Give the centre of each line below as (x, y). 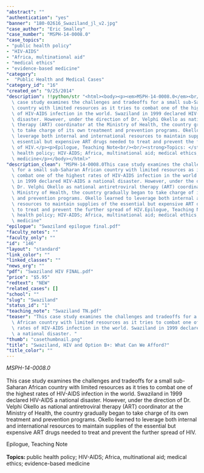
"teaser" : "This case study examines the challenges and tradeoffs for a (102, 317)
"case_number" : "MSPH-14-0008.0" (49, 35)
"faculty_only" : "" (31, 237)
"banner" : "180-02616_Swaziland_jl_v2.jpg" (62, 23)
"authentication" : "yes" (38, 18)
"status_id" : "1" (28, 305)
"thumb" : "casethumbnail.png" (45, 339)
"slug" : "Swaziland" (32, 300)
